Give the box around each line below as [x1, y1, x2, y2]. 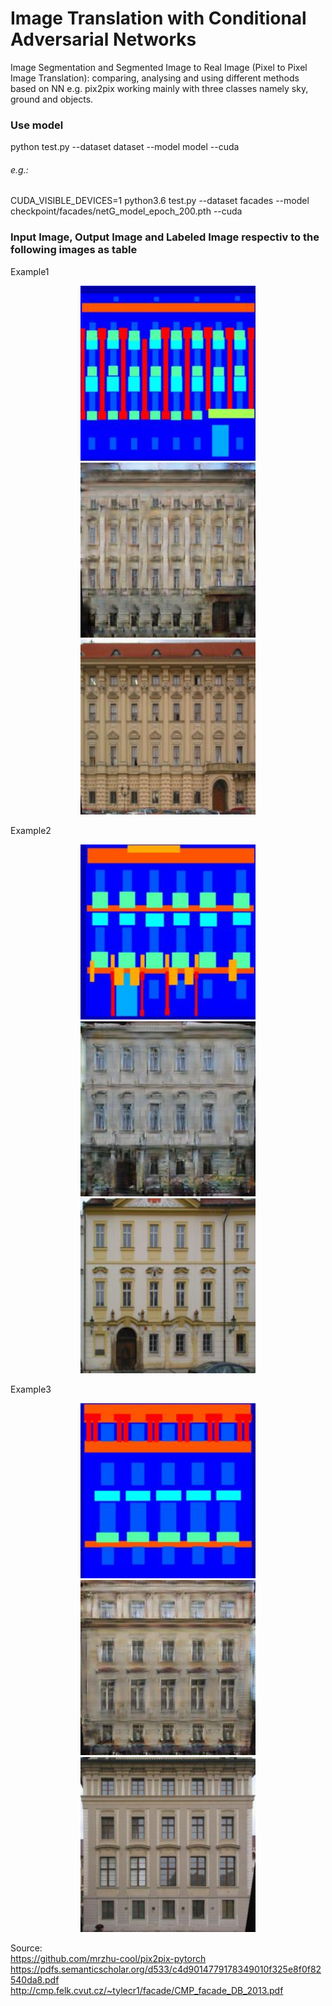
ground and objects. [10, 93, 94, 105]
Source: [10, 1942, 43, 1954]
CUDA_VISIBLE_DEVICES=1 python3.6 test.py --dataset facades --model [10, 195, 310, 207]
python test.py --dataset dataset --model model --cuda [10, 141, 240, 153]
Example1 [10, 265, 50, 277]
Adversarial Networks [10, 28, 197, 51]
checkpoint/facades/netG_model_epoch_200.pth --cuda [10, 205, 243, 217]
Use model [10, 118, 64, 132]
